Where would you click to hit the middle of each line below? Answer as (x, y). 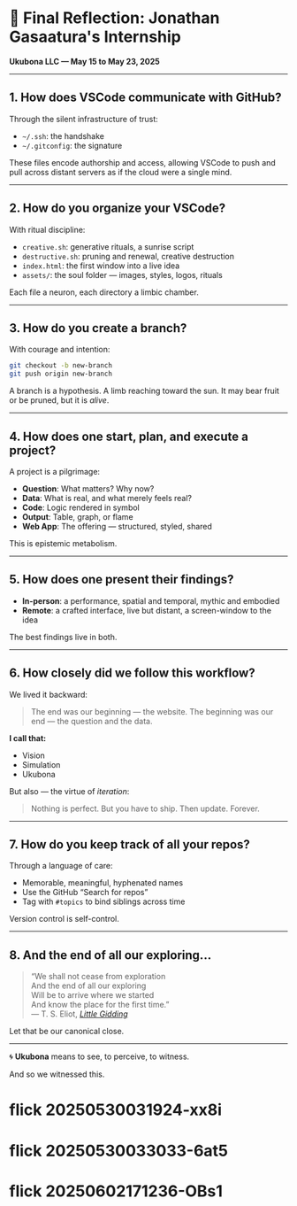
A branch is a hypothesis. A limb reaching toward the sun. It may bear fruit (145, 391)
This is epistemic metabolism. (63, 543)
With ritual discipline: (47, 229)
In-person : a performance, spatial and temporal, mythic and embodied (151, 600)
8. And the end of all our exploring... (110, 955)
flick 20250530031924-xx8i (116, 1110)
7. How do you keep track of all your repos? (129, 844)
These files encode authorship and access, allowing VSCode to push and (142, 162)
